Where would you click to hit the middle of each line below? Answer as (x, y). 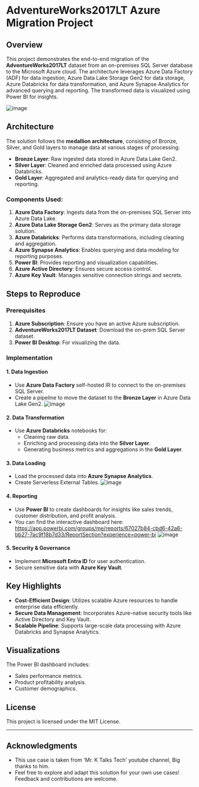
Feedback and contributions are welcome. (66, 779)
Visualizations (33, 650)
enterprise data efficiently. (47, 606)
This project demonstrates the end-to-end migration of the (78, 59)
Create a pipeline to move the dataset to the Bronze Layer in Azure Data (103, 397)
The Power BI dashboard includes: (48, 664)
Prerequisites (26, 310)
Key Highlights (34, 586)
